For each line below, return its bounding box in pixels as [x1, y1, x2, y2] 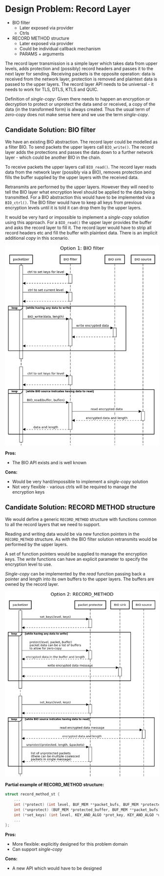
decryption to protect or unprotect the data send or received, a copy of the [5, 101, 156, 107]
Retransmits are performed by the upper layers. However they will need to [5, 184, 154, 190]
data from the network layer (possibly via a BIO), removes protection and [5, 169, 151, 175]
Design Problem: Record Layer [5, 3, 131, 15]
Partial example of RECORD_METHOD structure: [5, 782, 104, 788]
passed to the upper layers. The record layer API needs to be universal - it [5, 81, 154, 87]
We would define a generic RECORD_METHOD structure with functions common [5, 516, 157, 522]
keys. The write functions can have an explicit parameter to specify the [5, 556, 148, 562]
